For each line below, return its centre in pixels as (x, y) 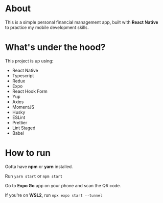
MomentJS (23, 107)
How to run (28, 153)
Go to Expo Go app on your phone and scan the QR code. (63, 185)
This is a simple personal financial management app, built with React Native (82, 22)
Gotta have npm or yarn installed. (39, 166)
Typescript (23, 75)
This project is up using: (29, 61)
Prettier (20, 122)
